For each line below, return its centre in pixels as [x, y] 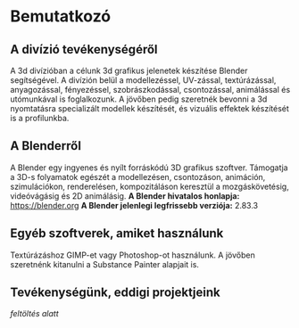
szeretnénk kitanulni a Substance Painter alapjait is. [105, 264]
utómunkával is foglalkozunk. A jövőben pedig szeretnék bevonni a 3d [139, 99]
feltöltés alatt [34, 314]
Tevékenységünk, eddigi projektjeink [116, 293]
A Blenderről [46, 146]
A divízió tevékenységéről [84, 49]
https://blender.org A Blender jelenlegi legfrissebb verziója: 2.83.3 [134, 205]
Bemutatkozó [61, 16]
